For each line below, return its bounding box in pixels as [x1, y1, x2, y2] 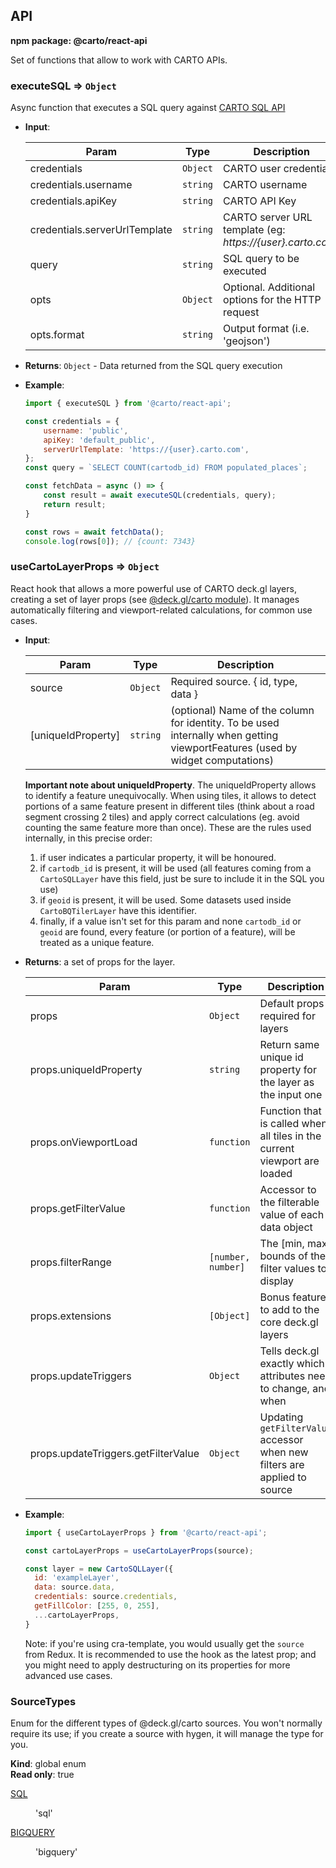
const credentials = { [24, 416, 120, 426]
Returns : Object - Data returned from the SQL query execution [24, 360, 283, 372]
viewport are [259, 1154, 320, 1168]
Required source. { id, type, [170, 674, 298, 688]
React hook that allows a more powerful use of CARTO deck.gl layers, [10, 582, 297, 594]
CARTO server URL [223, 210, 313, 224]
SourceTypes [10, 1694, 77, 1708]
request [223, 305, 260, 319]
